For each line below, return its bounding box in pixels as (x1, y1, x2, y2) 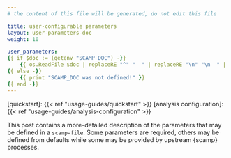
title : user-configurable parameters (7, 22, 117, 30)
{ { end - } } (7, 81, 39, 88)
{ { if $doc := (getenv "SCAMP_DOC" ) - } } (7, 55, 127, 62)
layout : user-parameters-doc (7, 29, 92, 36)
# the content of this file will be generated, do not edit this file (7, 10, 217, 17)
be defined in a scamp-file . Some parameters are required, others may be (7, 128, 220, 136)
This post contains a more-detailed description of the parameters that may (7, 120, 222, 129)
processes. (7, 143, 40, 151)
